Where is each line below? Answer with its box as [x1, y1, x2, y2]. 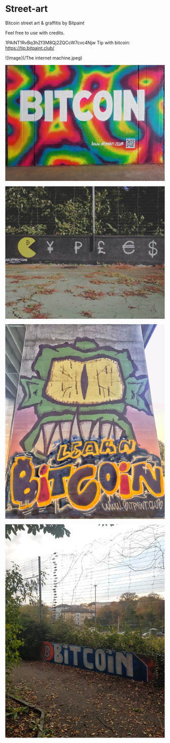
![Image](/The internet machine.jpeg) [5, 54, 82, 61]
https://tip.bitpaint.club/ [5, 45, 55, 51]
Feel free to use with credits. [5, 29, 65, 36]
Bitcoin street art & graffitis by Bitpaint [5, 20, 84, 26]
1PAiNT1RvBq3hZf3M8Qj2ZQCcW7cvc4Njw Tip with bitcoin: [5, 39, 131, 46]
